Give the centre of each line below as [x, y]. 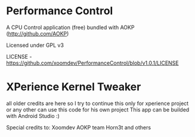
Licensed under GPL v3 [35, 45]
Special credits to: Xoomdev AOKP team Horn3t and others [78, 127]
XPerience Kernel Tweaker [74, 87]
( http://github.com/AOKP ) [38, 33]
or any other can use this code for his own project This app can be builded [98, 109]
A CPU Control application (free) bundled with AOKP [70, 27]
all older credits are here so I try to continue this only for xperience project [97, 103]
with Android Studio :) [33, 116]
